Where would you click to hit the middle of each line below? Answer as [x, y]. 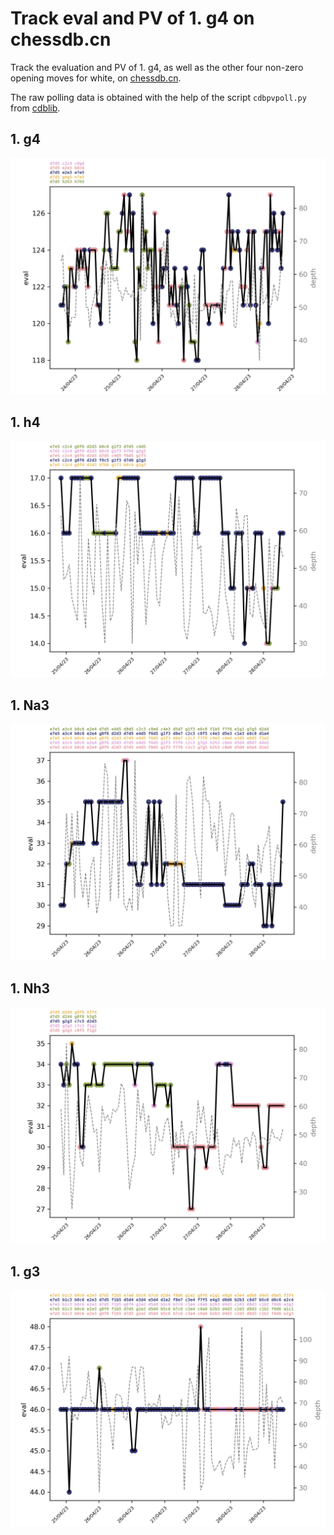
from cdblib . [35, 108]
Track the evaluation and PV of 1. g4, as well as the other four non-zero [157, 67]
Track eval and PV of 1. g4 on [132, 18]
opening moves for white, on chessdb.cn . [96, 78]
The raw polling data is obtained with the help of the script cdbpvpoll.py [158, 97]
